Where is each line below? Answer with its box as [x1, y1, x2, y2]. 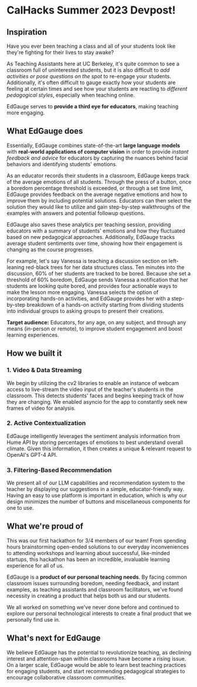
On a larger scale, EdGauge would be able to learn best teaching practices [6, 661, 186, 668]
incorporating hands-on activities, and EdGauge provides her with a [6, 295, 171, 302]
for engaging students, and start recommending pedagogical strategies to [6, 668, 185, 675]
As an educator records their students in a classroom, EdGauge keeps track [6, 172, 190, 179]
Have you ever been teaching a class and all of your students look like [6, 42, 176, 49]
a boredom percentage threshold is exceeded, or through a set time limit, [6, 184, 184, 191]
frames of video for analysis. [6, 404, 76, 411]
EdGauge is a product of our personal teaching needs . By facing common [6, 573, 187, 580]
